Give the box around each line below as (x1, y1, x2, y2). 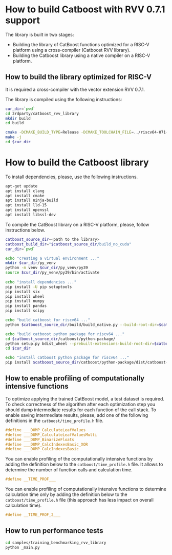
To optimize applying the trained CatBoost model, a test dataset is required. (5, 395, 165, 401)
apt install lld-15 (5, 203, 47, 208)
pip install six (5, 289, 40, 294)
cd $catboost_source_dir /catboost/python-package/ (5, 336, 116, 341)
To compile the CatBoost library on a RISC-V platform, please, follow (5, 221, 149, 227)
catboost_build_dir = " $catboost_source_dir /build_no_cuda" (5, 241, 132, 247)
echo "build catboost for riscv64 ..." (5, 317, 91, 323)
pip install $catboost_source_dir (5, 360, 79, 365)
